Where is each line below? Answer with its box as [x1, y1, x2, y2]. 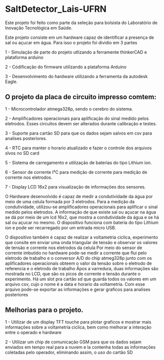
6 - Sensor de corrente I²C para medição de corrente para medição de [5, 169, 148, 175]
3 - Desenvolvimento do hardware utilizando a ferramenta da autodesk [5, 73, 148, 79]
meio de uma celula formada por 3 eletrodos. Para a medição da [5, 198, 135, 204]
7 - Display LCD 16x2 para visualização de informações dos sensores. [5, 184, 146, 190]
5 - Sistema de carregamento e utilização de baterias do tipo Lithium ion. [5, 160, 152, 166]
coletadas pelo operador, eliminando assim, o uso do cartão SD [5, 349, 133, 355]
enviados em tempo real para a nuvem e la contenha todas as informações [5, 344, 156, 350]
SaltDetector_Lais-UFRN [5, 3, 107, 15]
